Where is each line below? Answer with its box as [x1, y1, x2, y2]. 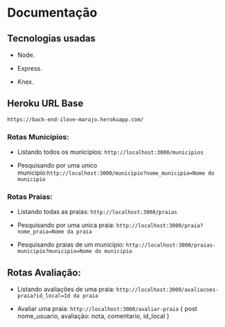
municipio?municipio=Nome [17, 248, 92, 255]
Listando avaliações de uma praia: [17, 285, 116, 294]
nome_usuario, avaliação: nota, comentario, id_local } [17, 312, 170, 320]
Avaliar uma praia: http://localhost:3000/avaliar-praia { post [17, 305, 197, 313]
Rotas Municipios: [7, 132, 69, 141]
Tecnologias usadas [7, 33, 96, 44]
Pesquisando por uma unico [17, 161, 98, 170]
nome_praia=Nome [17, 229, 64, 236]
